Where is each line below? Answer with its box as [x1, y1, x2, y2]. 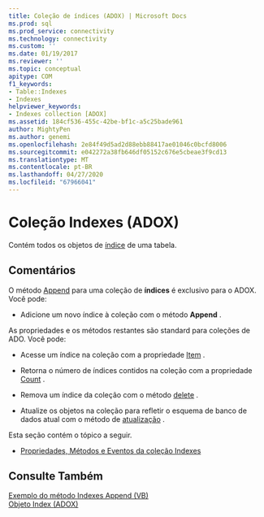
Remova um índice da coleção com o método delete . [19, 389, 199, 399]
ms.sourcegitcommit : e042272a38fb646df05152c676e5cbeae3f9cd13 [8, 148, 227, 156]
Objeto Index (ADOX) [8, 499, 79, 509]
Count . [19, 374, 45, 384]
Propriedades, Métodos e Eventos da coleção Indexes [19, 445, 201, 455]
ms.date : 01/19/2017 [8, 50, 79, 58]
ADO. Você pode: [8, 334, 67, 344]
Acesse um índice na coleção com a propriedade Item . [19, 350, 206, 359]
